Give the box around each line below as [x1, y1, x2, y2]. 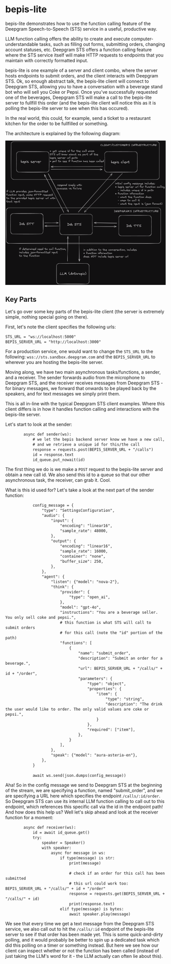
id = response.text [32, 452, 74, 457]
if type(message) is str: [60, 855, 115, 861]
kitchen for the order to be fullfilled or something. [5, 120, 108, 126]
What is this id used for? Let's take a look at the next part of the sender [5, 487, 154, 493]
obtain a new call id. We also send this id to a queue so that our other [5, 472, 150, 478]
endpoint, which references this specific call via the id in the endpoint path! [5, 804, 163, 810]
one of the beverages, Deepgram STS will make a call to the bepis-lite [5, 94, 152, 100]
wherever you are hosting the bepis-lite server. [5, 359, 103, 365]
